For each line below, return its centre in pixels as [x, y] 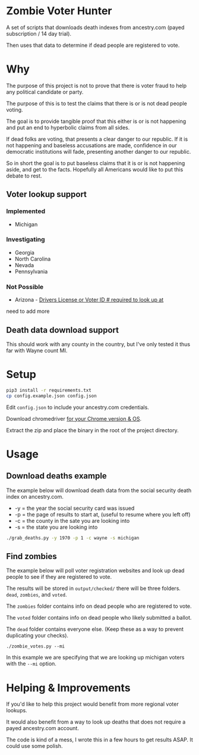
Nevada [24, 265]
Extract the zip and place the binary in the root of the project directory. [93, 430]
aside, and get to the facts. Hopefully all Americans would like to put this [95, 169]
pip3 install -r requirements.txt [49, 390]
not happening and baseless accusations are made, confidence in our [91, 145]
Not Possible [25, 287]
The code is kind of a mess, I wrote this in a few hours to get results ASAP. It [99, 740]
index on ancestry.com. [35, 496]
